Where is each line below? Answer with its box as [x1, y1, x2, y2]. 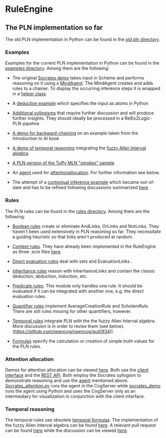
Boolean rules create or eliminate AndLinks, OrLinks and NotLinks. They [12, 223, 160, 229]
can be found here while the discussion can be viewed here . [5, 428, 128, 434]
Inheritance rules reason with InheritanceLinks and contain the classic [12, 268, 155, 274]
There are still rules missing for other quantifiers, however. [12, 308, 132, 314]
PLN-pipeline [12, 121, 40, 127]
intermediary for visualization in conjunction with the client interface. [5, 393, 145, 399]
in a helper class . [12, 91, 48, 97]
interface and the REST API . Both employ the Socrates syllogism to [5, 372, 141, 378]
